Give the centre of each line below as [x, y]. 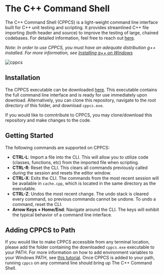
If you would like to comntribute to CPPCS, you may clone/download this [79, 115]
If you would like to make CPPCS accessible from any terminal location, [78, 242]
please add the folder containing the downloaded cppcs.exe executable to [80, 247]
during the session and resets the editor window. [62, 172]
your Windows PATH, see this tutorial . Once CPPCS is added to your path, [80, 258]
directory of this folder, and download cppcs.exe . [54, 105]
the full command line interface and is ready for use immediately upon [76, 95]
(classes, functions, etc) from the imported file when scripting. [76, 162]
